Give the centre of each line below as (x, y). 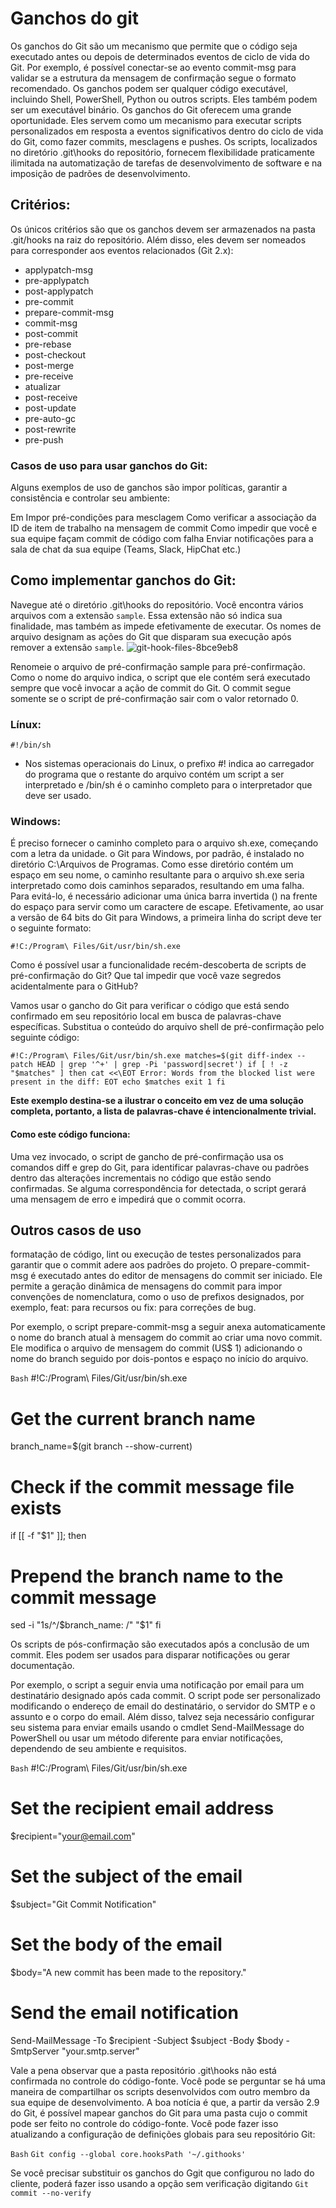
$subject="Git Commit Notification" (83, 1904)
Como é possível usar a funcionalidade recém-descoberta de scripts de (158, 965)
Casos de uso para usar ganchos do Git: (109, 465)
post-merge (49, 365)
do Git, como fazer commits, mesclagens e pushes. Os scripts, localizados (164, 141)
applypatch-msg (59, 269)
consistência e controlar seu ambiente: (90, 498)
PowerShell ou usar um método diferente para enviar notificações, (147, 1738)
